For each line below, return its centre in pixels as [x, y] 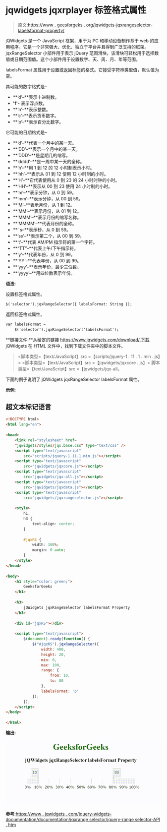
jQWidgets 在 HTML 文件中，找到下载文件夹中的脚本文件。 [66, 346]
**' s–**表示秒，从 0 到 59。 [42, 230]
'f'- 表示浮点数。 [30, 103]
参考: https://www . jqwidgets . [36, 814]
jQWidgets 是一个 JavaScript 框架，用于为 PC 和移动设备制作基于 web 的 [80, 41]
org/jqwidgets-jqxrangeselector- [119, 25]
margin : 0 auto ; [49, 550]
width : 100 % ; [45, 545]
